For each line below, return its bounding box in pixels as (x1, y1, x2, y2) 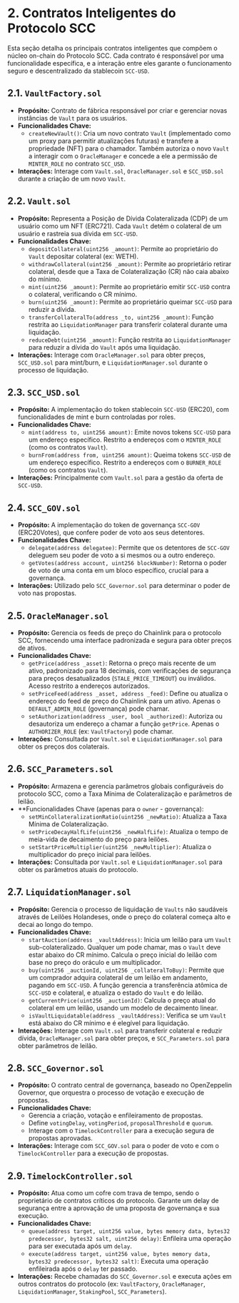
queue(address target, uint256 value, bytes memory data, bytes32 (28, 1228, 230, 1235)
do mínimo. (28, 275, 62, 283)
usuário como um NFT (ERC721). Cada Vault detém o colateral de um (17, 221, 222, 230)
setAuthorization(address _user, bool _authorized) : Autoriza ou (28, 712, 223, 720)
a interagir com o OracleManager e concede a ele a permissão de (28, 151, 218, 160)
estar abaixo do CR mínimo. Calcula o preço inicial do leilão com (28, 950, 218, 959)
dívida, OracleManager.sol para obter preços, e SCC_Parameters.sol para (17, 1033, 230, 1043)
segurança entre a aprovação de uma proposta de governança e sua (17, 1204, 220, 1212)
